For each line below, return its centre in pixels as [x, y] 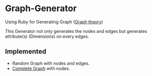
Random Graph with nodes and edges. [51, 63]
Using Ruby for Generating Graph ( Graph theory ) [54, 22]
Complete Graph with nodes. [41, 68]
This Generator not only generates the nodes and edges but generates [76, 31]
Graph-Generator [41, 8]
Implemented [26, 52]
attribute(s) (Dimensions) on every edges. [47, 36]
